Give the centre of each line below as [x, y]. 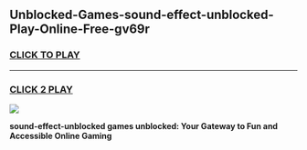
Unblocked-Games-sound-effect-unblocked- [142, 15]
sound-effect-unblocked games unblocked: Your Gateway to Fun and [144, 125]
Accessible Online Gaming [61, 135]
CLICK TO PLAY [45, 55]
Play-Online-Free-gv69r [80, 30]
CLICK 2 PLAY [41, 89]
